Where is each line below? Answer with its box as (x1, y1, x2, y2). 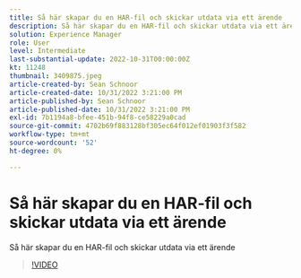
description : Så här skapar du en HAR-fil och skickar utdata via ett (9, 22, 279, 30)
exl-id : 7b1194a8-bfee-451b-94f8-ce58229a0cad (9, 113, 186, 122)
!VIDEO (30, 259, 58, 270)
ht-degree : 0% (9, 146, 63, 155)
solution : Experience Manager (9, 30, 123, 39)
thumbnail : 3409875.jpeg (9, 72, 102, 81)
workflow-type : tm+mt (9, 130, 90, 139)
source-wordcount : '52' (9, 138, 99, 147)
